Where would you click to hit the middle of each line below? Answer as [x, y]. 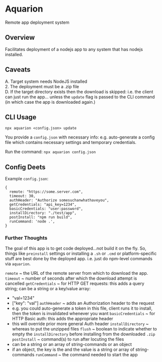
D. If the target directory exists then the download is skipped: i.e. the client [79, 92]
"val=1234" [23, 298]
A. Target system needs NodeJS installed [46, 81]
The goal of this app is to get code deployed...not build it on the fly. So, [76, 249]
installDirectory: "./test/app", [43, 213]
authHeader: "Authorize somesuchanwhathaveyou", [59, 200]
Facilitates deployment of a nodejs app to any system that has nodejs [74, 49]
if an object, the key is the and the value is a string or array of [73, 349]
